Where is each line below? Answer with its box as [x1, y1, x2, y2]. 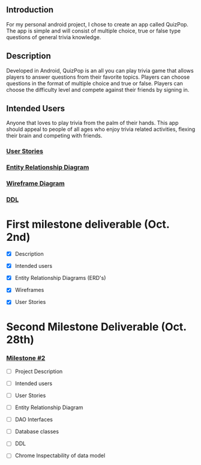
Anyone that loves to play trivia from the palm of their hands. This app [6, 120, 179, 127]
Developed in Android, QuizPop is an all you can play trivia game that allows [6, 67, 194, 74]
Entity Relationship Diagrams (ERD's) [14, 275, 106, 282]
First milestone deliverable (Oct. [6, 217, 170, 231]
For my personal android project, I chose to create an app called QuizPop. [6, 20, 189, 28]
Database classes [14, 428, 59, 435]
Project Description [14, 368, 63, 375]
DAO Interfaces [14, 416, 53, 423]
